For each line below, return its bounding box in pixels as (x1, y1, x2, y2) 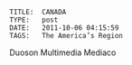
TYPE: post (9, 15, 59, 24)
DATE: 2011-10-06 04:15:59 (9, 23, 119, 32)
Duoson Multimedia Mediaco (9, 47, 117, 58)
